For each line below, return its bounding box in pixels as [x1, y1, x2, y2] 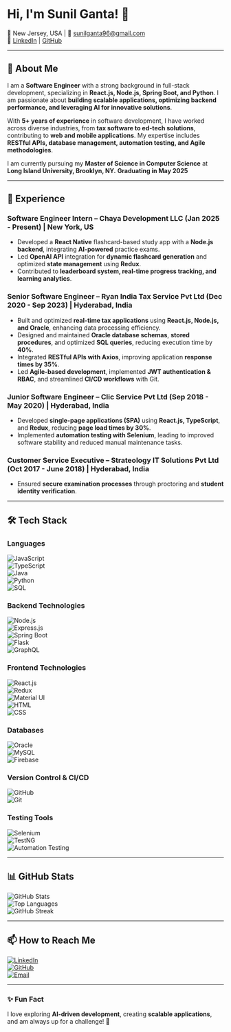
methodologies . [7, 146, 54, 154]
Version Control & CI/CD [7, 773, 89, 782]
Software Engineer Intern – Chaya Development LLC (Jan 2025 [7, 214, 220, 224]
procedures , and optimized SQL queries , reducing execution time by [16, 338, 213, 346]
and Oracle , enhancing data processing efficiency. [16, 324, 161, 332]
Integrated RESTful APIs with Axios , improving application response [16, 353, 212, 361]
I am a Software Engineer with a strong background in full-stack [7, 81, 190, 89]
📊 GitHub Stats [7, 871, 74, 882]
